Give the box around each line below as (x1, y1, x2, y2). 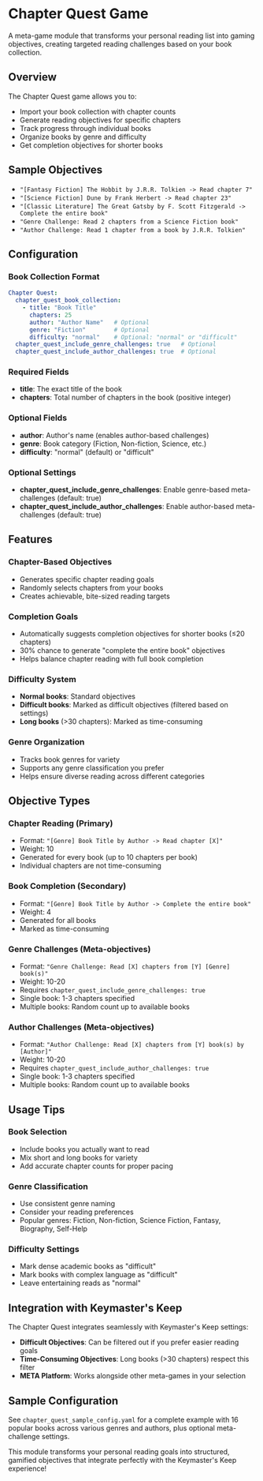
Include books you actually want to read (19, 1144, 150, 1153)
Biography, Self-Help (19, 1224, 88, 1234)
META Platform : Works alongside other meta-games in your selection (19, 1371, 246, 1381)
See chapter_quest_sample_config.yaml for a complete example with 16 (8, 1415, 239, 1425)
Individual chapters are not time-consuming (19, 861, 161, 871)
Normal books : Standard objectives (19, 692, 136, 701)
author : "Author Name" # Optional (28, 318, 150, 326)
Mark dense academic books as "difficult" (19, 1262, 157, 1271)
